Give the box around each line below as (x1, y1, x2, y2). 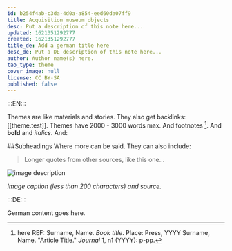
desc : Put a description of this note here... (7, 23, 144, 30)
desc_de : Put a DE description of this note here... (7, 49, 162, 56)
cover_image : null (7, 68, 60, 74)
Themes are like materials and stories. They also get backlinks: (7, 113, 186, 121)
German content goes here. (7, 208, 86, 217)
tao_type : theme (7, 61, 54, 68)
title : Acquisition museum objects (7, 17, 110, 23)
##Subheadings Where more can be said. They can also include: (7, 142, 191, 150)
